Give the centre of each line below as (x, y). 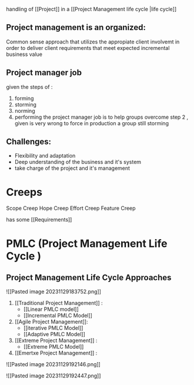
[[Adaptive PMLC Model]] (54, 334)
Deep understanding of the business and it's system (78, 162)
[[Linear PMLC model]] (51, 309)
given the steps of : (29, 87)
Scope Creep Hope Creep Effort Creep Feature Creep (71, 208)
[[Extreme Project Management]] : (56, 340)
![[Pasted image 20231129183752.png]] (54, 292)
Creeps (24, 192)
